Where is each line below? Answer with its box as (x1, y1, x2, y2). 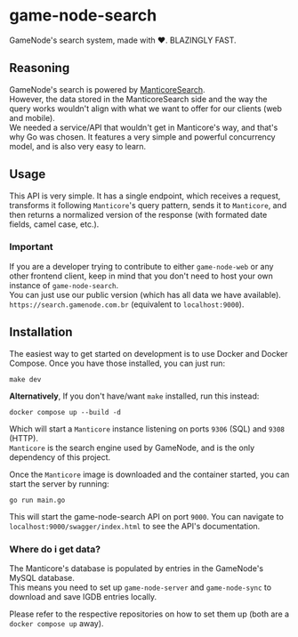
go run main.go (9, 496, 66, 504)
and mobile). (9, 112, 55, 123)
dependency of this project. (9, 451, 111, 463)
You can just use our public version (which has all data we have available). (9, 289, 282, 300)
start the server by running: (9, 478, 109, 489)
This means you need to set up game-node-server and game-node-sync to (9, 582, 272, 593)
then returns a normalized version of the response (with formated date (9, 209, 268, 220)
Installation (9, 325, 73, 340)
